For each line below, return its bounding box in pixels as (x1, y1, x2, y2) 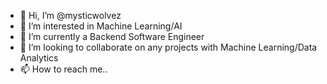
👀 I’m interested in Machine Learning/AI (19, 20, 183, 32)
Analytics (19, 52, 59, 64)
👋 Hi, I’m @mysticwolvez (19, 10, 122, 21)
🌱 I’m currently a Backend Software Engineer (19, 31, 205, 42)
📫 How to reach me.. (19, 63, 108, 75)
